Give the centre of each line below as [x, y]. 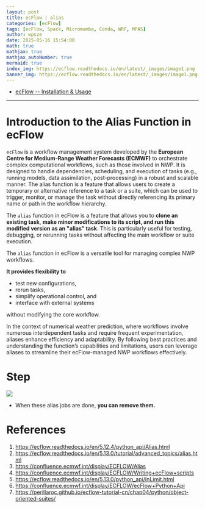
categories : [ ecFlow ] [34, 23]
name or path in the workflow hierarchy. [56, 204]
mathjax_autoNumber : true [39, 57]
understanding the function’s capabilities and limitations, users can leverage [102, 346]
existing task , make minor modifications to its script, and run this [91, 222]
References [36, 430]
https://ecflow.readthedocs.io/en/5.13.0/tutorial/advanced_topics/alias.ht [106, 453]
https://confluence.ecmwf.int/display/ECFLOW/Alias [81, 467]
